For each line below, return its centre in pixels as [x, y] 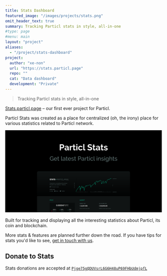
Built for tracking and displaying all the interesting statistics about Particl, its [83, 220]
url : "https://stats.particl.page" [46, 68]
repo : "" [19, 74]
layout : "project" [24, 42]
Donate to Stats [30, 256]
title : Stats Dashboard [30, 10]
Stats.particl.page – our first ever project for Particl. [58, 108]
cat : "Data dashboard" [33, 79]
